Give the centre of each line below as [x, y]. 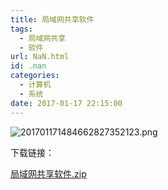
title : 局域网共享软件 [52, 19]
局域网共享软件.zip [48, 173]
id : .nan [28, 66]
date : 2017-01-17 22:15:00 [66, 103]
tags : [21, 29]
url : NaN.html [40, 57]
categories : [35, 76]
